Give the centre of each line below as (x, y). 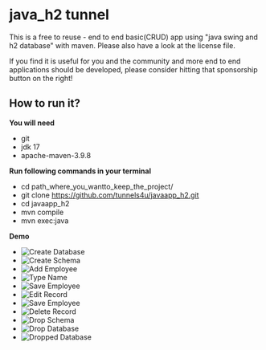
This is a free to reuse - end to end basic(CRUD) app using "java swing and (133, 37)
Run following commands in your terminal (80, 171)
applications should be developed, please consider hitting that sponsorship (133, 69)
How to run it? (45, 103)
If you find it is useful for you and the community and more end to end (125, 61)
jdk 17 (30, 147)
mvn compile (42, 212)
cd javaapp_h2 (45, 203)
